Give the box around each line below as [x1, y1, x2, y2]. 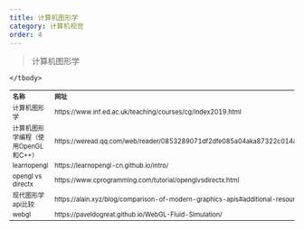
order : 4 [9, 30, 43, 39]
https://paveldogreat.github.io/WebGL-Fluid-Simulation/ [53, 209, 223, 219]
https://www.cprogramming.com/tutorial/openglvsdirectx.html [53, 175, 240, 185]
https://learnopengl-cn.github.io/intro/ [53, 161, 169, 170]
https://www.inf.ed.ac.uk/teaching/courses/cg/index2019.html [53, 107, 242, 116]
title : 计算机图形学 [9, 13, 79, 23]
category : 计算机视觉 [9, 22, 84, 31]
